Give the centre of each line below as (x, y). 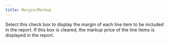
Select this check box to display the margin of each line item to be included (84, 24)
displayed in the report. (30, 35)
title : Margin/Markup (28, 10)
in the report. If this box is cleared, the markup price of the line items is (80, 30)
